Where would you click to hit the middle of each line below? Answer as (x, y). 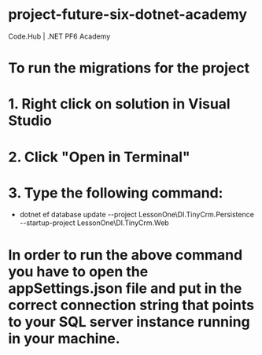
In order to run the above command (125, 255)
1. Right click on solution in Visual (119, 104)
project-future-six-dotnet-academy (128, 15)
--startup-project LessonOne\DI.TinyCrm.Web (94, 223)
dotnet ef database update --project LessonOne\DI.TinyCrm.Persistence (137, 215)
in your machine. (64, 338)
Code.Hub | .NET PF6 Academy (59, 36)
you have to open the (78, 271)
